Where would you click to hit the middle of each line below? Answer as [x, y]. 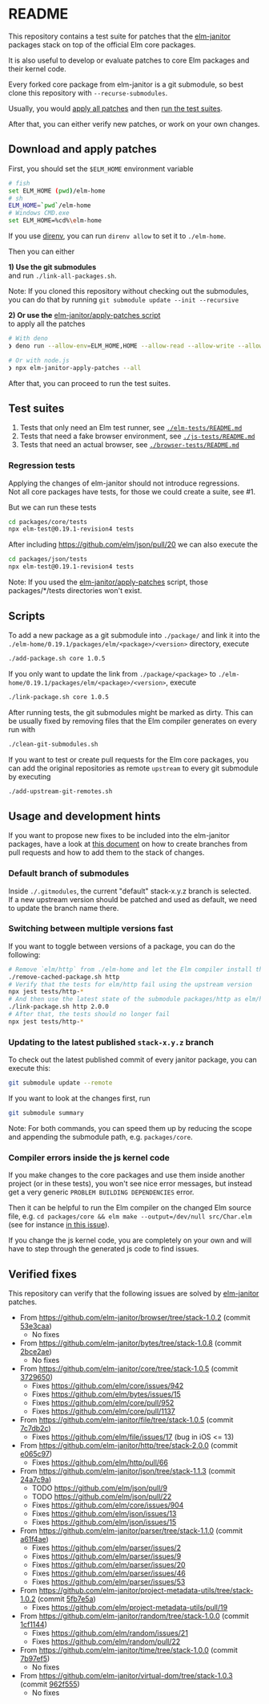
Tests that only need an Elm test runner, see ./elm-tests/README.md [131, 428]
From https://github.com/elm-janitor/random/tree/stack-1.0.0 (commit [134, 1616]
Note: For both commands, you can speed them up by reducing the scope [130, 1128]
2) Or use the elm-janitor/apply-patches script [84, 315]
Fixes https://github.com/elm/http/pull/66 [100, 1462]
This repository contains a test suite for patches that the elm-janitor [119, 36]
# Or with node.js [39, 360]
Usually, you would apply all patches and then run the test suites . [115, 108]
